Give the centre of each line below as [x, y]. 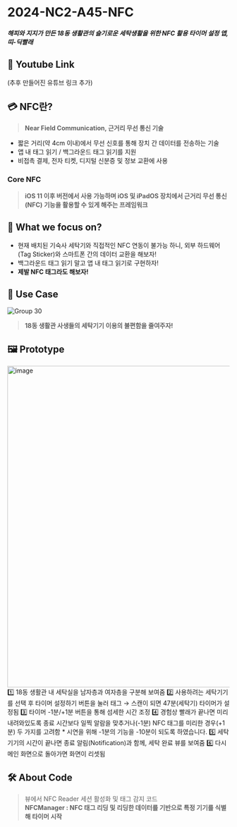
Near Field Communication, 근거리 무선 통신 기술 [94, 128]
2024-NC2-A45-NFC [71, 12]
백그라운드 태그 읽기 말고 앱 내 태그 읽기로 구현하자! [88, 262]
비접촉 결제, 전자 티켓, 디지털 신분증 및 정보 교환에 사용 [92, 161]
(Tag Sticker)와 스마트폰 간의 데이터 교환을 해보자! [87, 254]
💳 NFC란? [30, 107]
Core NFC [24, 179]
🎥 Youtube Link [41, 65]
